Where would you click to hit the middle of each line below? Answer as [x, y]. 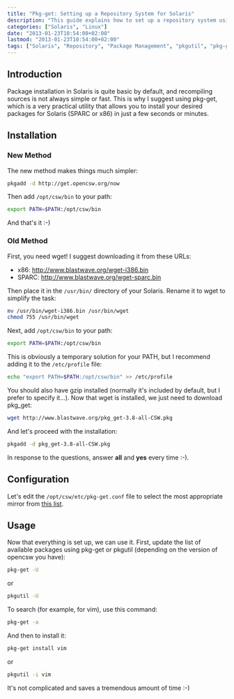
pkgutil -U [23, 596]
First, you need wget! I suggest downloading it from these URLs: [99, 256]
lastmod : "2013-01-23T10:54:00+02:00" [63, 40]
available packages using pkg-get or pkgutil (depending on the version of [112, 550]
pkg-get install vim [37, 649]
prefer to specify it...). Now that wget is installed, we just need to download [115, 398]
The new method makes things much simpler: [72, 170]
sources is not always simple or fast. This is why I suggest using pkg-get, [112, 98]
